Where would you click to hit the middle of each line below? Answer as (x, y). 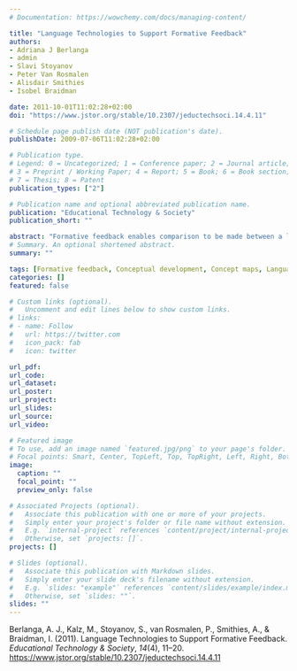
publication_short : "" (51, 221)
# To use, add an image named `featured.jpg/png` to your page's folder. (148, 449)
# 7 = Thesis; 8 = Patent (57, 180)
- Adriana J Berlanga (49, 50)
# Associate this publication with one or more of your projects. (138, 514)
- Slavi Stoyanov (41, 66)
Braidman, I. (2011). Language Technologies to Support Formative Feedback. (148, 639)
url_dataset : (33, 383)
